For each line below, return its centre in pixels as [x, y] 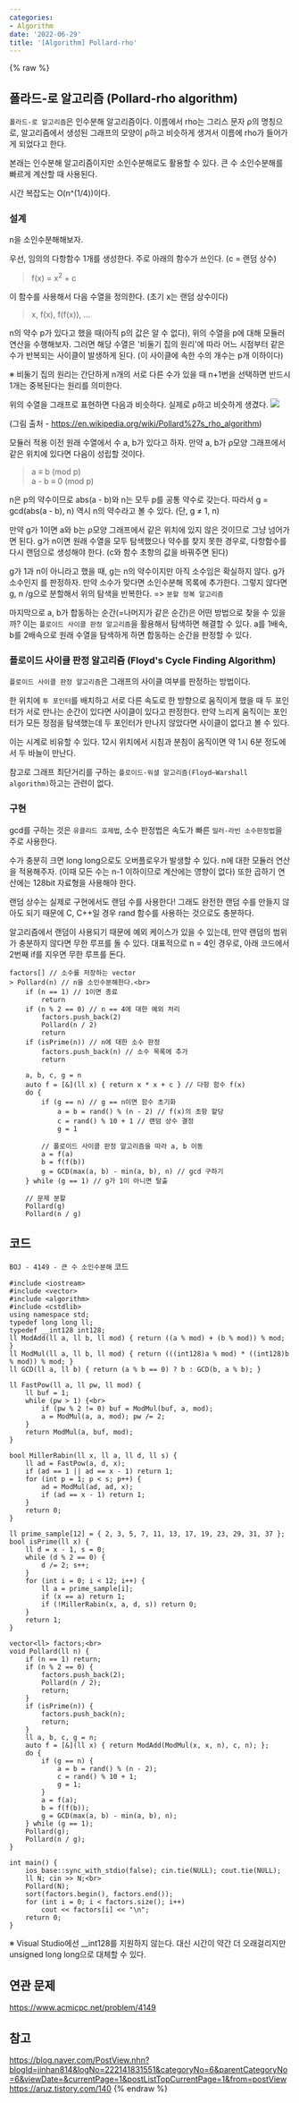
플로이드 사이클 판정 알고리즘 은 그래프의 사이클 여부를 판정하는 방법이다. [130, 682]
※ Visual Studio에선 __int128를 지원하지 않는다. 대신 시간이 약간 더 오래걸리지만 [148, 1944]
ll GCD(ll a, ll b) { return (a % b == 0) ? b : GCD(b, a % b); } [135, 1370]
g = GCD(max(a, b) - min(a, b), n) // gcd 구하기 [133, 1171]
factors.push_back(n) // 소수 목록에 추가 [115, 1051]
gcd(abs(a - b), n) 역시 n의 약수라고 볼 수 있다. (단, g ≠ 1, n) [115, 511]
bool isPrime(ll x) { [50, 1542]
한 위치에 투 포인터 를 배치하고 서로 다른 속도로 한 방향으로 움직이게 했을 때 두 [141, 701]
